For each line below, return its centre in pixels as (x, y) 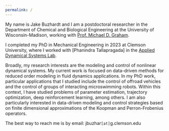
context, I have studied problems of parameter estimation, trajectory (76, 92)
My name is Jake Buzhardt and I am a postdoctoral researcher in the (77, 24)
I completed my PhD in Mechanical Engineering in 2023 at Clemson (75, 45)
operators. (16, 113)
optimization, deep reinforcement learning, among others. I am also (75, 97)
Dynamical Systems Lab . (31, 55)
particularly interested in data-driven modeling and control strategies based (84, 103)
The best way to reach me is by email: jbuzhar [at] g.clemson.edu (73, 123)
